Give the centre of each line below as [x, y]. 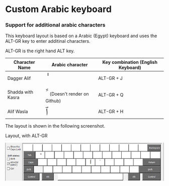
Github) [53, 101]
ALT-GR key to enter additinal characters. [48, 41]
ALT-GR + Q [111, 95]
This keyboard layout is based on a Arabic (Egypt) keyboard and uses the [81, 36]
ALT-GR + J [110, 78]
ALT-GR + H [111, 111]
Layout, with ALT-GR [26, 136]
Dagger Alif [19, 78]
